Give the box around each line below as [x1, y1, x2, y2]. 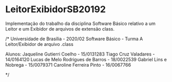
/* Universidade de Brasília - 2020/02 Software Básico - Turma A [5, 36, 143, 42]
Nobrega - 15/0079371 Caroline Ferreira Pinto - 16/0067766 [5, 62, 131, 68]
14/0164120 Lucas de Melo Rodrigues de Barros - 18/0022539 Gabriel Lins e [5, 56, 167, 62]
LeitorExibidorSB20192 [5, 4, 106, 15]
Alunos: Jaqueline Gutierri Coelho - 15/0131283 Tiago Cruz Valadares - [5, 51, 155, 57]
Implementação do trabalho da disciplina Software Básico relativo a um [5, 20, 156, 26]
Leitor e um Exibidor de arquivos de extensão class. [5, 25, 114, 32]
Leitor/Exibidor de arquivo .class [5, 41, 73, 47]
